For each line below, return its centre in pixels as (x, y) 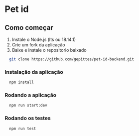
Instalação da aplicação (34, 72)
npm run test (23, 129)
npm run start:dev (28, 106)
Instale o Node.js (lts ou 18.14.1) (44, 39)
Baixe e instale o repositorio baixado (49, 50)
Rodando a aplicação (31, 95)
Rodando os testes (28, 118)
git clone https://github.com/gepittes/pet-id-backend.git (72, 59)
